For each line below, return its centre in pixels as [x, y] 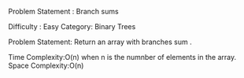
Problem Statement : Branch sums [64, 11]
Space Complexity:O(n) [46, 65]
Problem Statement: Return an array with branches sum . [100, 42]
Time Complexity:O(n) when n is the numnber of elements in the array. [122, 57]
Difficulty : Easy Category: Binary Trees [72, 26]
